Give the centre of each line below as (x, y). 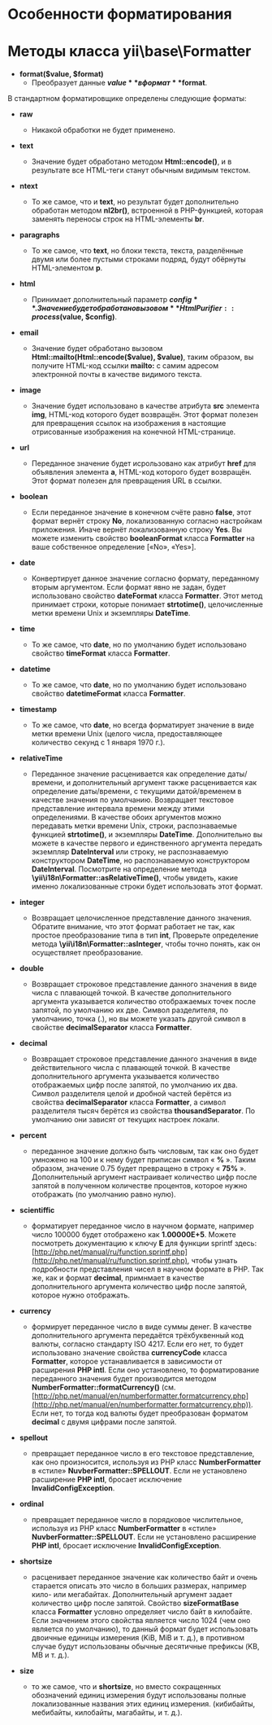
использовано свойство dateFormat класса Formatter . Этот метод (147, 596)
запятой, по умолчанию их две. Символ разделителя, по (130, 1010)
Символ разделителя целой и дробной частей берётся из (132, 1094)
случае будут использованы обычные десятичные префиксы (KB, (145, 1647)
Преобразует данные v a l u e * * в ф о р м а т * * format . (119, 83)
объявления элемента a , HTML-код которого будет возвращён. (142, 472)
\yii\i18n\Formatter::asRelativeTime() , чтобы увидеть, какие (135, 878)
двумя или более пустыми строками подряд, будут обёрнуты (138, 259)
